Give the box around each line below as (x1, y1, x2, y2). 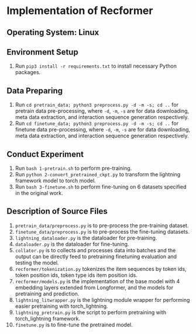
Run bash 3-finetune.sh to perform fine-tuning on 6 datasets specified (15, 183, 187, 190)
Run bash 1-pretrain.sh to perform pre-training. (15, 165, 132, 172)
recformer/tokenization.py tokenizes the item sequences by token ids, (15, 265, 187, 272)
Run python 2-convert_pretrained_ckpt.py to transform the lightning (15, 171, 181, 178)
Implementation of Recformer (6, 4, 153, 18)
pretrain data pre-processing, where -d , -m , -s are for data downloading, (15, 107, 190, 114)
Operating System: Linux (6, 27, 99, 37)
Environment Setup (6, 47, 78, 57)
